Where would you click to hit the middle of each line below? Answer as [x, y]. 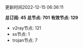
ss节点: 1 [21, 34]
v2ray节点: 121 [27, 28]
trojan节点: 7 [25, 40]
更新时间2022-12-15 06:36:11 [34, 7]
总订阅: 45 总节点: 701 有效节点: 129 [42, 18]
